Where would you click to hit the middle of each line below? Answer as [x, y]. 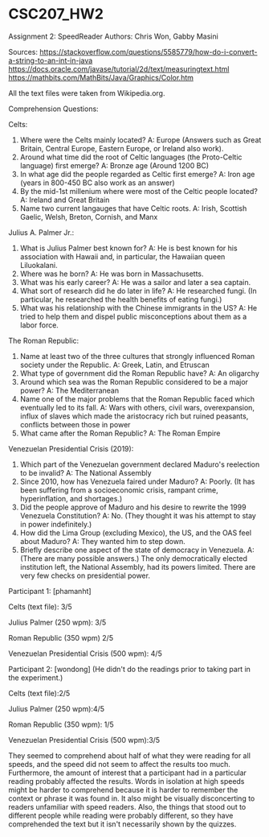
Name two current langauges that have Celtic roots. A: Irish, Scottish [133, 208]
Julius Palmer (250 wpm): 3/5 [57, 622]
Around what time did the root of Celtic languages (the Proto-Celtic [131, 157]
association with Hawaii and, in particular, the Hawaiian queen [122, 256]
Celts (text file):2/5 [39, 693]
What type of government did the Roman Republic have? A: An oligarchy [139, 373]
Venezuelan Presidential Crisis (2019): [71, 448]
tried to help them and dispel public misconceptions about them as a [133, 316]
